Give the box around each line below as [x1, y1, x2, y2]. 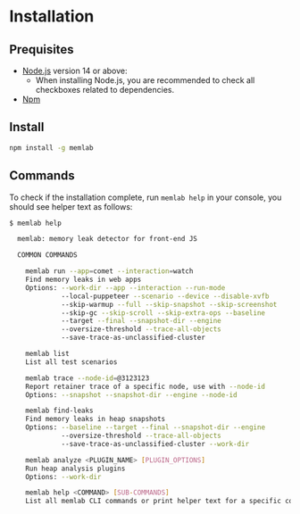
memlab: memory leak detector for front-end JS [17, 235, 198, 244]
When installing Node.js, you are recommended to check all [35, 75, 255, 86]
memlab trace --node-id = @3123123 [25, 373, 150, 383]
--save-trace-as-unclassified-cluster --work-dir [61, 439, 250, 448]
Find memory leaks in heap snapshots [25, 415, 166, 424]
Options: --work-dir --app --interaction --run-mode [25, 283, 226, 292]
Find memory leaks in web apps [25, 275, 142, 284]
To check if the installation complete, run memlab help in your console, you [9, 192, 282, 203]
